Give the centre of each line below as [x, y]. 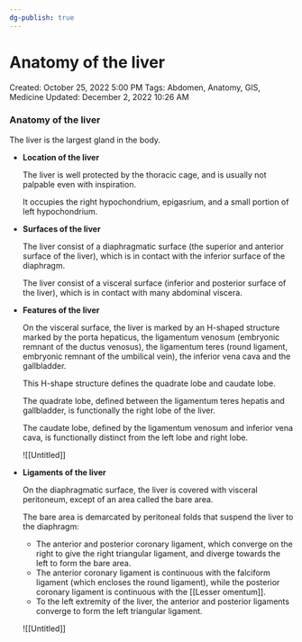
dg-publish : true [42, 18]
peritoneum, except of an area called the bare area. [118, 499]
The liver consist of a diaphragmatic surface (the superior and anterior [153, 246]
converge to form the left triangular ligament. [119, 610]
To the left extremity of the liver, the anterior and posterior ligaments [163, 601]
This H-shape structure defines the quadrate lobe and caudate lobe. [149, 383]
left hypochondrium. [60, 211]
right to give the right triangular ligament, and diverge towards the [158, 553]
